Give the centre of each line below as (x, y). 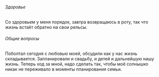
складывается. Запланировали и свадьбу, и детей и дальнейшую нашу (80, 59)
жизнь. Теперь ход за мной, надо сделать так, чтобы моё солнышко (77, 64)
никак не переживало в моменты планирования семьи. (64, 69)
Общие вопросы (22, 38)
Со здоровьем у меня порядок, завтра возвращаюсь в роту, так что (77, 22)
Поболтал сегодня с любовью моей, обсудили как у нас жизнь (71, 53)
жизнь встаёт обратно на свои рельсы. (46, 27)
